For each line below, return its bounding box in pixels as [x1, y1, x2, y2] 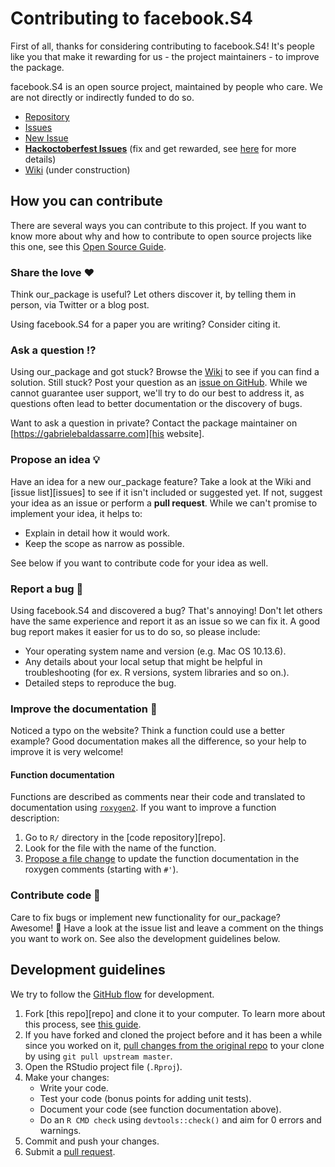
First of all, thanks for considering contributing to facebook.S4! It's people [10, 40, 315, 52]
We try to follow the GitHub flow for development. [10, 988, 215, 1000]
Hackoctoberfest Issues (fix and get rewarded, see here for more [24, 142, 297, 154]
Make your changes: [24, 1071, 110, 1083]
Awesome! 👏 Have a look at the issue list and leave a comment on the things [10, 922, 324, 934]
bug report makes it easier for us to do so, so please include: [10, 625, 261, 637]
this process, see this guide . [24, 1018, 142, 1030]
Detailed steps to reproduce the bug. [24, 677, 177, 689]
